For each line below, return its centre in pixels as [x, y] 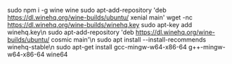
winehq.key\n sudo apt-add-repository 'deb [71, 32]
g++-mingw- [207, 47]
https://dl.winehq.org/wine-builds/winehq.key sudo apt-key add [100, 25]
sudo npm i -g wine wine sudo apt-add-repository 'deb [87, 10]
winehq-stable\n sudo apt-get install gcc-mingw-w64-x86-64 [97, 47]
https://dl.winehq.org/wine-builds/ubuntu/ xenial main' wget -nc [100, 17]
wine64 [57, 54]
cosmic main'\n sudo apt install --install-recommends [129, 40]
